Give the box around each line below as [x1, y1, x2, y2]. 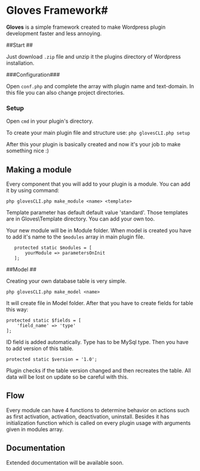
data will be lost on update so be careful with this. [6, 373, 128, 381]
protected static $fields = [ [6, 318, 82, 324]
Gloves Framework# [6, 4, 109, 17]
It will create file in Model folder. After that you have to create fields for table [6, 300, 194, 307]
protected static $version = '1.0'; [6, 357, 97, 363]
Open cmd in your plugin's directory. [6, 117, 94, 125]
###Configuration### [6, 71, 60, 78]
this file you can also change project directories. [6, 89, 125, 96]
